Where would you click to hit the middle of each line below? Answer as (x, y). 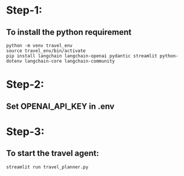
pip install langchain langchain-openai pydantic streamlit (82, 56)
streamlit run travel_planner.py (47, 167)
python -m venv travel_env (39, 45)
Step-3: (25, 131)
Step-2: (25, 85)
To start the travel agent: (53, 153)
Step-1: (24, 10)
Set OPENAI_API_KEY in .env (60, 106)
